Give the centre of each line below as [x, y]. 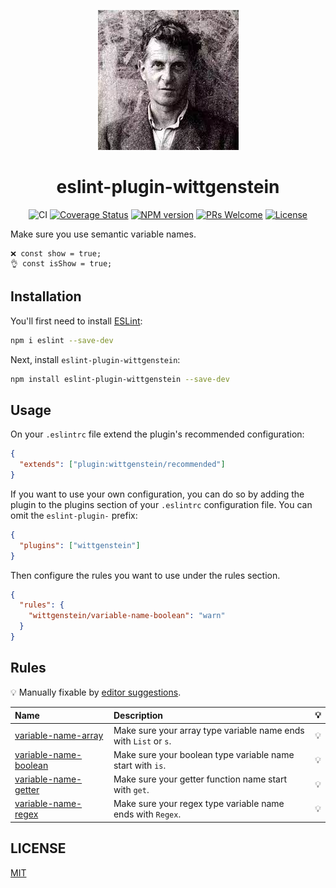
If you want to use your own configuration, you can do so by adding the [157, 494]
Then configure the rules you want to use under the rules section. [145, 575]
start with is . [140, 765]
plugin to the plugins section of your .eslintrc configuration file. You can [161, 504]
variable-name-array [59, 735]
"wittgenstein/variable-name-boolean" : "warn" [127, 616]
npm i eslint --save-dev [62, 340]
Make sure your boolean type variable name [204, 754]
